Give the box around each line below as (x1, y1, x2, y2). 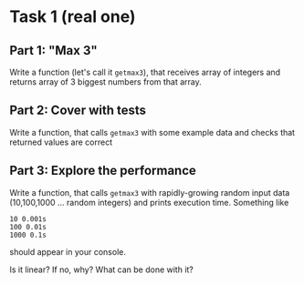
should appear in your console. (9, 246, 126, 257)
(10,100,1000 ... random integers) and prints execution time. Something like (9, 197, 289, 208)
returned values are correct (9, 137, 112, 147)
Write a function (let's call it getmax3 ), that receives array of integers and (9, 66, 281, 77)
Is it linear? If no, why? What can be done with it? (9, 264, 194, 275)
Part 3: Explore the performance (9, 163, 196, 178)
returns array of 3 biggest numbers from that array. (9, 76, 203, 87)
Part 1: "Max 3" (9, 43, 98, 58)
